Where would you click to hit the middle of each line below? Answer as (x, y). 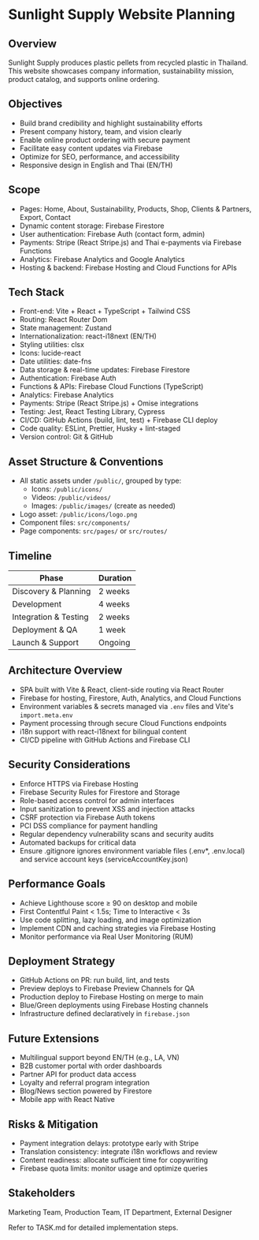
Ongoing (114, 643)
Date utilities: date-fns (55, 361)
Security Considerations (70, 765)
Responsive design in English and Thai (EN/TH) (96, 165)
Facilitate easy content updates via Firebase (91, 148)
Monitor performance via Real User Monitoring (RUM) (106, 936)
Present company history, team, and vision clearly (101, 131)
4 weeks (114, 604)
